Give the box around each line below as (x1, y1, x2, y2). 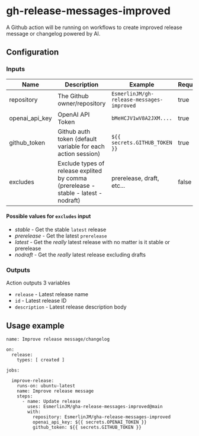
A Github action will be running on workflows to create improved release (6, 24, 182, 31)
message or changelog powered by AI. (6, 30, 101, 37)
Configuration (6, 47, 59, 57)
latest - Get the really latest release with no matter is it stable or (14, 238, 171, 245)
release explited (57, 166, 102, 175)
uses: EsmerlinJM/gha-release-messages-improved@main (27, 403, 163, 409)
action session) (57, 149, 101, 158)
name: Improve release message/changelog (6, 336, 110, 342)
